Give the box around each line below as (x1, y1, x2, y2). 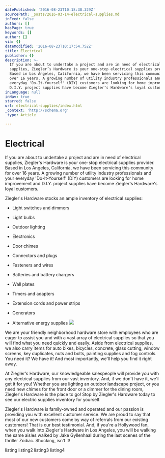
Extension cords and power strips (12, 300, 81, 306)
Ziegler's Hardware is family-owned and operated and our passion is (5, 406, 144, 412)
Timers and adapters (12, 291, 55, 296)
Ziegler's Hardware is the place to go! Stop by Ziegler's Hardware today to (5, 391, 156, 397)
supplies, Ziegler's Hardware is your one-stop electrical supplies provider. (5, 160, 155, 165)
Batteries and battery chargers (12, 271, 75, 277)
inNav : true (5, 94, 29, 99)
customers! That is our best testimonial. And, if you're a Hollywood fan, (5, 422, 149, 427)
